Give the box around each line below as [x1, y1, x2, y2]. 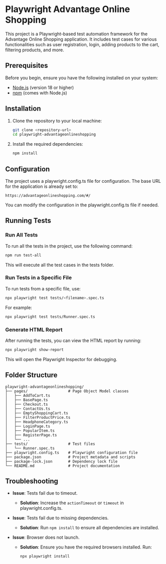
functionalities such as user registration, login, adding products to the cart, [5, 41, 159, 47]
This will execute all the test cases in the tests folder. [5, 262, 114, 268]
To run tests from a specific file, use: [5, 285, 81, 292]
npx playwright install [20, 554, 70, 559]
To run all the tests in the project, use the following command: [5, 243, 133, 249]
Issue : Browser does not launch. [12, 534, 80, 540]
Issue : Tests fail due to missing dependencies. [12, 515, 109, 521]
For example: [5, 304, 33, 310]
